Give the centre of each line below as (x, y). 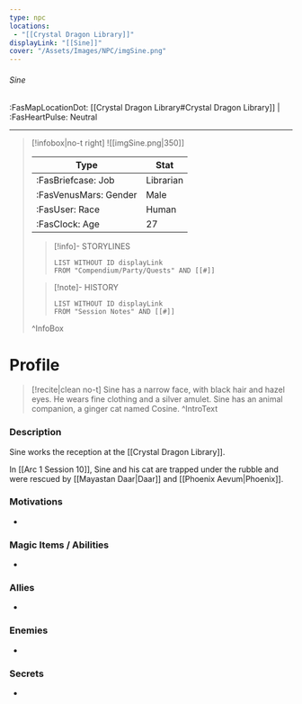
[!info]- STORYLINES (92, 246)
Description (36, 432)
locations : (30, 26)
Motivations (36, 502)
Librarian (165, 181)
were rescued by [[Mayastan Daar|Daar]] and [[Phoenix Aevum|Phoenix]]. (147, 478)
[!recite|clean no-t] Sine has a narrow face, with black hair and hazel (158, 390)
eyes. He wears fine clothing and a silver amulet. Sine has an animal (157, 399)
